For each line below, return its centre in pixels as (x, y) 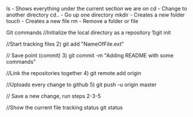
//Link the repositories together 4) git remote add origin (74, 73)
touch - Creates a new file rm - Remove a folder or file (72, 21)
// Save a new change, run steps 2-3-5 (53, 96)
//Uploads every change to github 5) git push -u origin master (81, 84)
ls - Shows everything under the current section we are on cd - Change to (96, 9)
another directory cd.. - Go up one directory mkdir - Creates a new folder (96, 15)
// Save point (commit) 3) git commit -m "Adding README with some (90, 55)
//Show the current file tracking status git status (64, 108)
